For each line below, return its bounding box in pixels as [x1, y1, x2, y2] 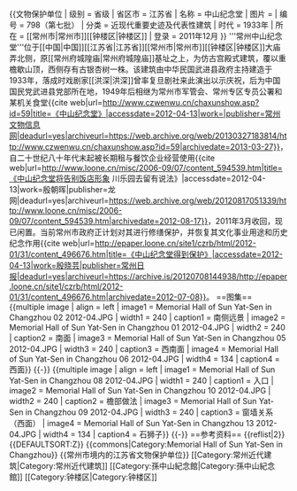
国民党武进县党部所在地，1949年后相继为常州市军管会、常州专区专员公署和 [9, 86, 283, 97]
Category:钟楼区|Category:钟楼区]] [30, 472, 157, 482]
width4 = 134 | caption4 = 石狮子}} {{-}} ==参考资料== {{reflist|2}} [42, 429, 286, 440]
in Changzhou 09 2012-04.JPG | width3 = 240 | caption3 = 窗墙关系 [25, 407, 274, 417]
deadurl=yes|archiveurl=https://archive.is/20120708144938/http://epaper [19, 271, 288, 282]
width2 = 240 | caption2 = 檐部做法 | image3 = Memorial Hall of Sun [9, 396, 257, 406]
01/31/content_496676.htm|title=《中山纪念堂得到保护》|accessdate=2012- [9, 249, 283, 260]
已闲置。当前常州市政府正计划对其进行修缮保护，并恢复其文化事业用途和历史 [9, 227, 288, 238]
